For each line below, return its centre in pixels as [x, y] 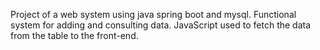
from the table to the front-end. [74, 35]
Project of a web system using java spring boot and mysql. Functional [153, 14]
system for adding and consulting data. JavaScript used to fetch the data [161, 25]
